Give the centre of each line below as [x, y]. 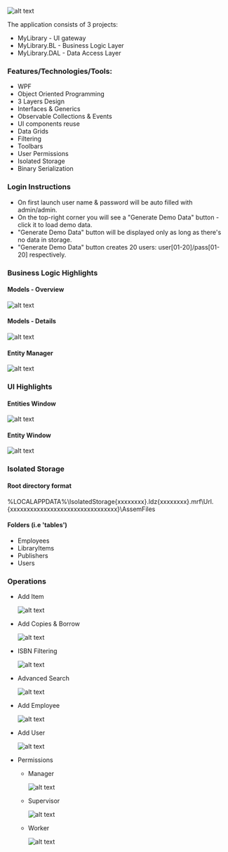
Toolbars [30, 146]
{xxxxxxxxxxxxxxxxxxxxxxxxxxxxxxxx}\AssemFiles [81, 509]
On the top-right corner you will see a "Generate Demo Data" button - [118, 217]
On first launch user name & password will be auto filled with [105, 202]
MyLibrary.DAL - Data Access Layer [69, 53]
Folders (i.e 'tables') [38, 525]
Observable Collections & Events [65, 117]
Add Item [31, 597]
